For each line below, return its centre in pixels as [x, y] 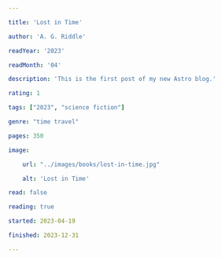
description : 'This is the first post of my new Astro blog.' [112, 79]
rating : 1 [24, 94]
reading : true [31, 207]
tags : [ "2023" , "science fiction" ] [67, 108]
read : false [28, 193]
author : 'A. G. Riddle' [47, 36]
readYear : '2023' [37, 51]
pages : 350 [26, 136]
